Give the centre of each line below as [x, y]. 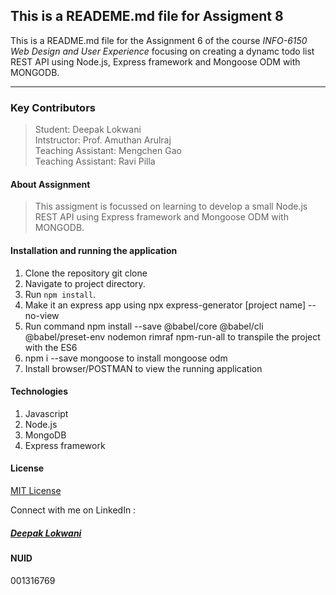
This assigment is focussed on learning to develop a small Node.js [171, 206]
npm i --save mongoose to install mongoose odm [126, 358]
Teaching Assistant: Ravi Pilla [95, 161]
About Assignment [50, 184]
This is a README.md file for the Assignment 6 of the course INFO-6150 [159, 40]
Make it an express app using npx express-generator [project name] [165, 305]
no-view [42, 315]
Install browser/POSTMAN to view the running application [143, 368]
